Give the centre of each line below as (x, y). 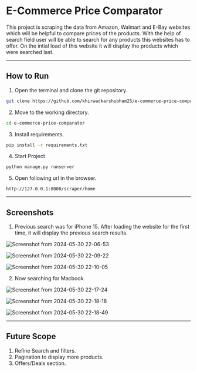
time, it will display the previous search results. (71, 233)
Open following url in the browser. (55, 178)
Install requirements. (39, 134)
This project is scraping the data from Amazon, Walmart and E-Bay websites (98, 27)
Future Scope (31, 336)
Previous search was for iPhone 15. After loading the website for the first (102, 227)
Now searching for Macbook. (50, 279)
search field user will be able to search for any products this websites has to (98, 39)
